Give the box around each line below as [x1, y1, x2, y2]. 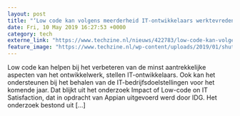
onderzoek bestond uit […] [7, 101, 86, 109]
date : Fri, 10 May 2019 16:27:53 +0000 [7, 23, 126, 31]
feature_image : [7, 43, 53, 51]
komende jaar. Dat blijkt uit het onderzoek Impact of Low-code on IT [7, 86, 209, 94]
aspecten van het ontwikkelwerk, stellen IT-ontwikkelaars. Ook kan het [7, 70, 216, 79]
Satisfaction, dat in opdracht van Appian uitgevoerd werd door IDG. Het [7, 93, 217, 102]
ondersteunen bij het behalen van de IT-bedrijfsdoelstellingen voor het [7, 78, 215, 86]
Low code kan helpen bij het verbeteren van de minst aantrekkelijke [7, 63, 206, 71]
